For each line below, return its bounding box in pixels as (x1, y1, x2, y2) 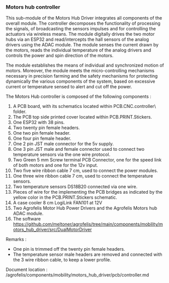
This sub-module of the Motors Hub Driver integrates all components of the (6, 15, 162, 21)
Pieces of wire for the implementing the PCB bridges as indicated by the (13, 189, 163, 195)
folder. (13, 108, 27, 115)
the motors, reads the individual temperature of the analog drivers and (6, 47, 151, 53)
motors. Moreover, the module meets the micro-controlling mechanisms (6, 68, 155, 74)
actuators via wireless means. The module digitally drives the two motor (6, 31, 155, 37)
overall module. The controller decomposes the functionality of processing (6, 20, 160, 26)
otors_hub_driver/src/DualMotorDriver (13, 227, 92, 233)
